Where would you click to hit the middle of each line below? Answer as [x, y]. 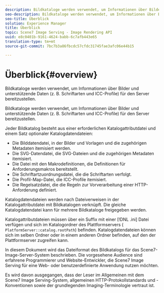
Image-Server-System [27, 255]
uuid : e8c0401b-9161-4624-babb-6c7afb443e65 [51, 37]
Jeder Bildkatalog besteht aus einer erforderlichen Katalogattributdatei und [81, 128]
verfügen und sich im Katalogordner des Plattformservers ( [64, 224]
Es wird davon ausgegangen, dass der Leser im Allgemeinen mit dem [74, 275]
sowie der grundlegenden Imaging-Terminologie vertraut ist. [94, 285]
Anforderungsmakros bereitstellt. [45, 169]
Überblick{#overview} [51, 75]
